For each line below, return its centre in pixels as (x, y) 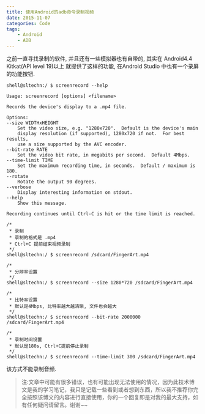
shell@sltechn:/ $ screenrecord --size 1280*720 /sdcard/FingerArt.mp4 (99, 283)
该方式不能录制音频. (32, 369)
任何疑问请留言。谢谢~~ (57, 405)
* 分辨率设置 (23, 272)
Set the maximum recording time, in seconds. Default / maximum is (106, 166)
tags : (13, 29)
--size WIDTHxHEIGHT (33, 123)
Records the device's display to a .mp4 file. (67, 107)
